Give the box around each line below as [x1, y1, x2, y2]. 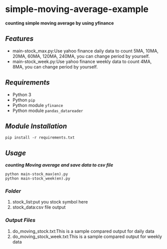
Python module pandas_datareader [12, 107, 83, 113]
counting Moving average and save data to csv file [5, 162, 113, 168]
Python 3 [12, 91, 31, 97]
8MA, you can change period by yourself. [12, 63, 98, 69]
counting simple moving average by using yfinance [5, 20, 114, 26]
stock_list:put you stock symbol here [12, 199, 88, 205]
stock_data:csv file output [12, 204, 66, 210]
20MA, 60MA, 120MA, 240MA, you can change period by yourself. [12, 53, 150, 59]
